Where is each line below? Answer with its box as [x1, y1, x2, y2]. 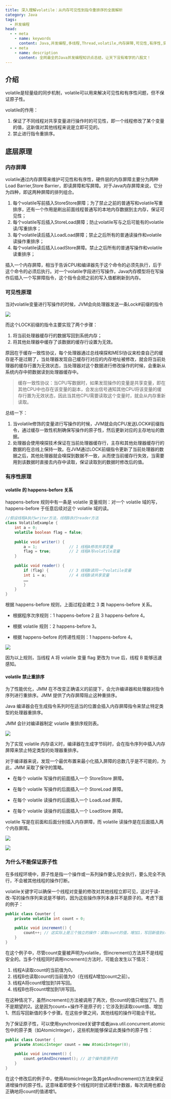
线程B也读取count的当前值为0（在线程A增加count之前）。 [12, 973, 133, 979]
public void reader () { [14, 563, 65, 568]
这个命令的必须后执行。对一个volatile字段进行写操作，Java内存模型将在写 [5, 268, 160, 274]
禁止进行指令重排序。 [12, 131, 58, 137]
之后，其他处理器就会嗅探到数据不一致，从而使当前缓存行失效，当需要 [17, 453, 164, 459]
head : [5, 27, 17, 32]
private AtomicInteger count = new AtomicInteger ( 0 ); [14, 1042, 131, 1047]
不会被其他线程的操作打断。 [14, 877, 72, 883]
